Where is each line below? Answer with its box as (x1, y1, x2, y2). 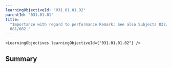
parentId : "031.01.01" (5, 12, 54, 17)
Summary (5, 54, 37, 63)
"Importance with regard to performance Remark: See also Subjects (10, 21, 157, 27)
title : (5, 17, 19, 22)
